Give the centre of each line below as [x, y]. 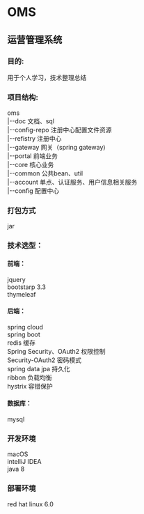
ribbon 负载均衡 [30, 377]
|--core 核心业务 [31, 165]
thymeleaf [22, 294]
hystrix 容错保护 [30, 386]
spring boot [24, 334]
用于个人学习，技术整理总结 [47, 77]
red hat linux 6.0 [30, 504]
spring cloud [25, 327]
